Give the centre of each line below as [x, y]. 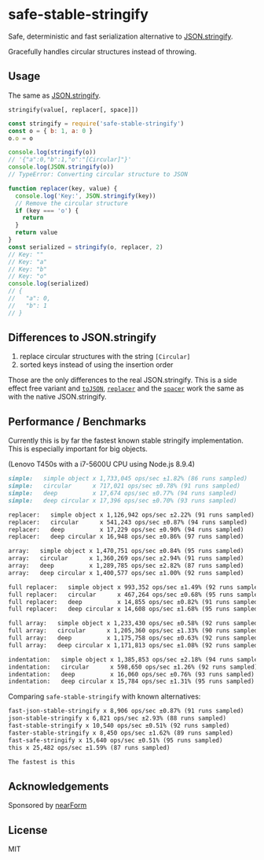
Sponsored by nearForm [48, 806]
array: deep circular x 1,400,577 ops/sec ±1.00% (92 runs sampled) [126, 573]
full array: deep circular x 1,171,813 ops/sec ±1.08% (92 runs [119, 645]
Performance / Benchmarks [77, 422]
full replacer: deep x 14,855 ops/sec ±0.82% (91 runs [119, 602]
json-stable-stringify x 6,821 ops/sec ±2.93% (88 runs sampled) [117, 718]
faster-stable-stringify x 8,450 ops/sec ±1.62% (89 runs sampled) [121, 733]
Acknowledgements [59, 786]
